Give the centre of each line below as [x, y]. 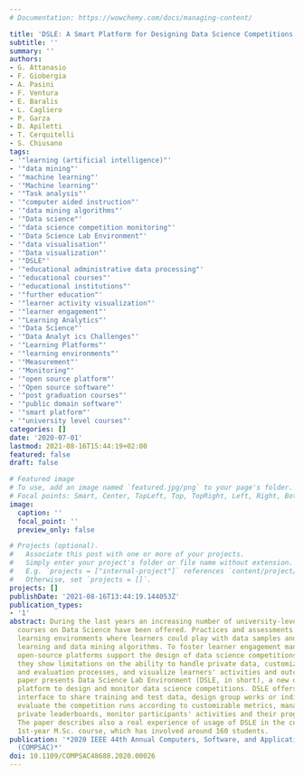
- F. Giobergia [38, 76]
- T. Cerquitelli [42, 135]
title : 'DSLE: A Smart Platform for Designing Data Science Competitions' [153, 34]
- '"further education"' [56, 295]
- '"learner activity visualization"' [82, 303]
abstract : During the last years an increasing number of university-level [155, 622]
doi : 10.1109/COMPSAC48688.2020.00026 [82, 756]
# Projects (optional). [54, 546]
